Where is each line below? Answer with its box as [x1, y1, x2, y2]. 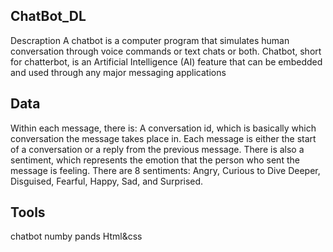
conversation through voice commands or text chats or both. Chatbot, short [10, 45, 322, 57]
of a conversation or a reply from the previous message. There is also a [10, 143, 305, 155]
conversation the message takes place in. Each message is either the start [10, 132, 317, 144]
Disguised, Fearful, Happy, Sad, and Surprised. [10, 175, 204, 187]
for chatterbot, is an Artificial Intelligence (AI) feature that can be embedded [10, 55, 323, 68]
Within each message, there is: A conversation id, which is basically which [10, 122, 317, 134]
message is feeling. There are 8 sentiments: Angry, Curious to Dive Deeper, [10, 164, 321, 176]
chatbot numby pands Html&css [10, 230, 143, 243]
